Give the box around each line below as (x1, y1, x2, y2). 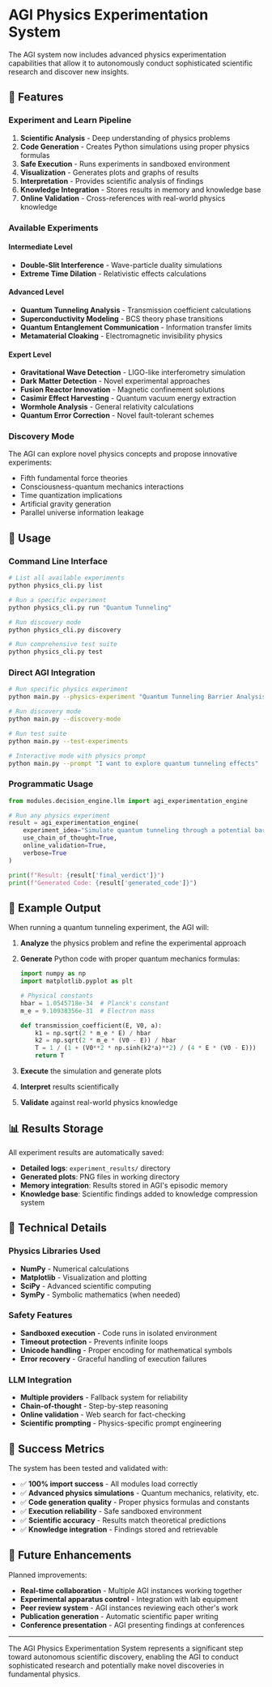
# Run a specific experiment (8, 596, 107, 604)
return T (35, 1052, 65, 1060)
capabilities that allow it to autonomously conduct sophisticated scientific (8, 58, 253, 68)
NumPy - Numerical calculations (19, 1264, 130, 1273)
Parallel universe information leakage (19, 508, 144, 517)
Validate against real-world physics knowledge (19, 1098, 178, 1107)
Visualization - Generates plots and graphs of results (19, 168, 199, 177)
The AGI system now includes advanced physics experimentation (8, 49, 227, 59)
